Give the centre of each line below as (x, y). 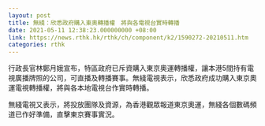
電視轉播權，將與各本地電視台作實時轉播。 (84, 88)
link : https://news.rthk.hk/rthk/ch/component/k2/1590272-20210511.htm (128, 37)
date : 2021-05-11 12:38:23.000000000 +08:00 (82, 30)
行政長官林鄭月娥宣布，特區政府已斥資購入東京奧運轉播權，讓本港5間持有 (128, 69)
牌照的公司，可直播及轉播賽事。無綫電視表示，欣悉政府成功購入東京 (139, 78)
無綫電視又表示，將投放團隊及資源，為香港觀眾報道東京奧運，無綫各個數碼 (129, 105)
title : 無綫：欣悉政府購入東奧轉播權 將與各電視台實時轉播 (94, 23)
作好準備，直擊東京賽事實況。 (70, 114)
